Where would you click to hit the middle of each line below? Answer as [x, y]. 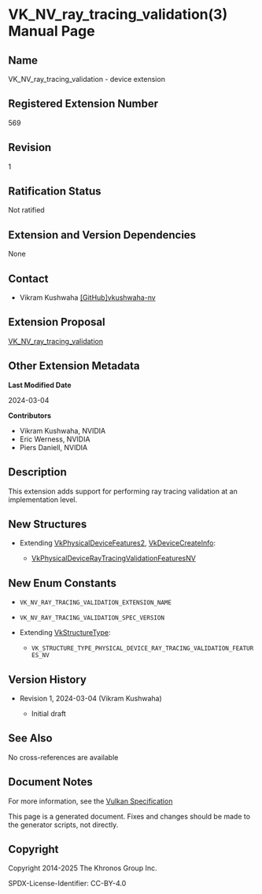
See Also [30, 739]
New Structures [48, 524]
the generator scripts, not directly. [63, 825]
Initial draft [49, 713]
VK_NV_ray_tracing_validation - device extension [87, 79]
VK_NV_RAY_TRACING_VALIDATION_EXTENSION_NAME [95, 603]
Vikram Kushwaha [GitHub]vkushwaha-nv [87, 297]
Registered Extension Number [83, 104]
